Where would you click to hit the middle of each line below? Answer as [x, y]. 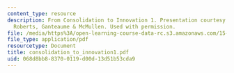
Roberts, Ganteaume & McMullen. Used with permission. [95, 26]
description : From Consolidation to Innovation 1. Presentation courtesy [117, 20]
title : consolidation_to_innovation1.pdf [68, 53]
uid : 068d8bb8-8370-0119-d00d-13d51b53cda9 [71, 59]
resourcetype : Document [42, 46]
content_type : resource [42, 14]
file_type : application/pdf [48, 40]
